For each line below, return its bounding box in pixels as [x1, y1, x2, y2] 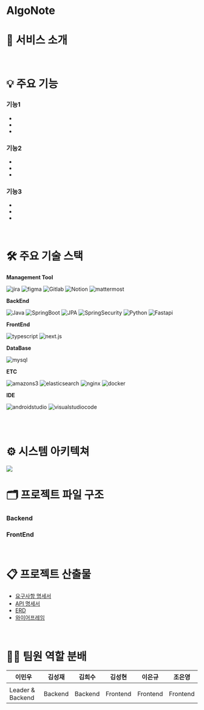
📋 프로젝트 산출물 [6, 567, 92, 581]
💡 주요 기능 [6, 77, 58, 91]
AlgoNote [6, 4, 56, 18]
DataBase [6, 344, 32, 352]
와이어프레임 [15, 614, 46, 621]
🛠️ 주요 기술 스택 [6, 249, 83, 263]
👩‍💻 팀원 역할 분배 [6, 649, 87, 663]
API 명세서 [15, 600, 41, 607]
